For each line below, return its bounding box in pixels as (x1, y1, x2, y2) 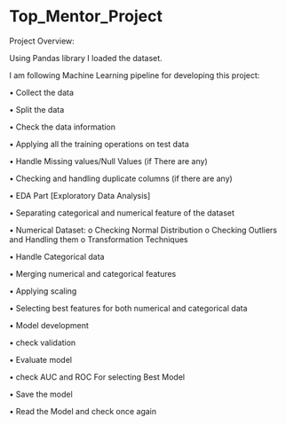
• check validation (9, 337, 76, 348)
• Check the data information (9, 122, 116, 132)
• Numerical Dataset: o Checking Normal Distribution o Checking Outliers (9, 224, 278, 235)
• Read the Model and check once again (9, 405, 157, 416)
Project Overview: (9, 35, 75, 46)
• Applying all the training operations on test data (9, 138, 189, 149)
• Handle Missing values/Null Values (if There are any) (9, 155, 208, 166)
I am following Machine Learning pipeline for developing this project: (9, 69, 260, 81)
